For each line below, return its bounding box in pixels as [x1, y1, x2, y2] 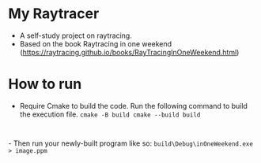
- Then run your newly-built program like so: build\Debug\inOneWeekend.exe [8, 139, 253, 148]
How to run [8, 76, 82, 93]
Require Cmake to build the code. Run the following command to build [19, 101, 248, 110]
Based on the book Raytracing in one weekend [19, 39, 172, 48]
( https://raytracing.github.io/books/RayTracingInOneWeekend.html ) [19, 47, 240, 57]
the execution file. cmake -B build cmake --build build [19, 109, 201, 119]
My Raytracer [8, 5, 100, 23]
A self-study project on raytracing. [19, 31, 132, 40]
